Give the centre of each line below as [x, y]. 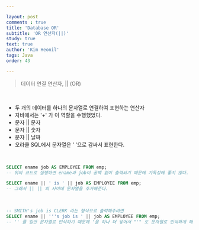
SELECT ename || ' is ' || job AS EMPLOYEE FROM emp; [74, 183]
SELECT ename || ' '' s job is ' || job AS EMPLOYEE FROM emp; [83, 216]
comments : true [26, 22]
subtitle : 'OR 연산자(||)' [38, 33]
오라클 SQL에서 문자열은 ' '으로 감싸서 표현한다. [70, 144]
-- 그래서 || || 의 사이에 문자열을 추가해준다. [57, 189]
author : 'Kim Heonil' [33, 50]
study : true [21, 39]
